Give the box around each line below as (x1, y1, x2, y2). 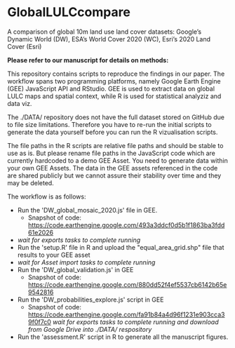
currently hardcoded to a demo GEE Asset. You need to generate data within (7, 156, 228, 165)
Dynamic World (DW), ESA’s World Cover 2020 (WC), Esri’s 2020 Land (7, 34, 211, 43)
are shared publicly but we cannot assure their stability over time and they (7, 171, 222, 180)
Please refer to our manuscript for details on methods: (7, 55, 169, 64)
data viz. (7, 99, 32, 107)
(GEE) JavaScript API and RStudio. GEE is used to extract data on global (7, 84, 215, 93)
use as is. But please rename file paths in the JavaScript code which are (7, 149, 215, 157)
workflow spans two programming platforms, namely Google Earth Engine (7, 76, 221, 85)
